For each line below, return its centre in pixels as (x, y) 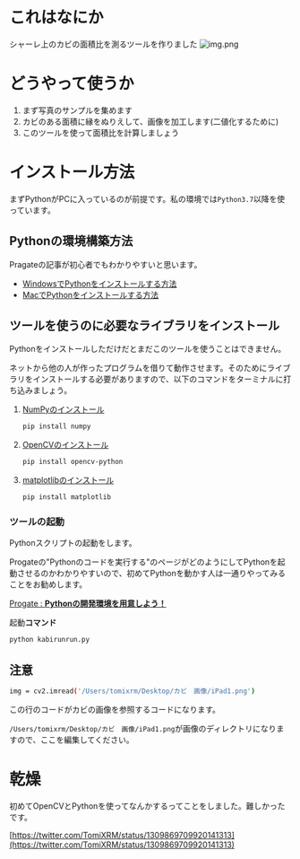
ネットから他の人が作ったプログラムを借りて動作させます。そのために (138, 368)
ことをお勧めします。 (48, 584)
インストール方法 (72, 173)
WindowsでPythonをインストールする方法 (99, 284)
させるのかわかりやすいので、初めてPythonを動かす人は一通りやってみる (151, 574)
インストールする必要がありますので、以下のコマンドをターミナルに (158, 379)
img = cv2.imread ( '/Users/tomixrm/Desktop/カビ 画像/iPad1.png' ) (132, 691)
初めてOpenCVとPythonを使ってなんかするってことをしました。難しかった (147, 806)
